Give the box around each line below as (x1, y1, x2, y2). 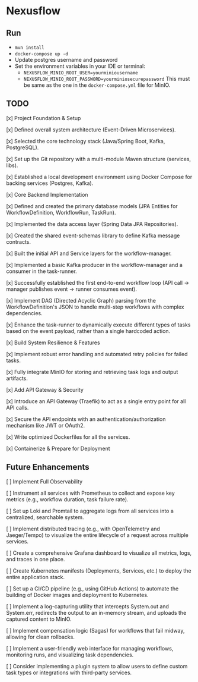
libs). (6, 162, 18, 169)
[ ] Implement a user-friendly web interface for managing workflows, (6, 645, 174, 652)
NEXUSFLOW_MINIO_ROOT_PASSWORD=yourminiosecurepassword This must (23, 76, 190, 82)
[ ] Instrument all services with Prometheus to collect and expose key (6, 489, 175, 496)
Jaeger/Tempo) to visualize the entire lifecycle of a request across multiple (6, 531, 189, 539)
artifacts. (6, 375, 28, 382)
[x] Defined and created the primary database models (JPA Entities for (6, 202, 178, 209)
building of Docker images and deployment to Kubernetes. (6, 591, 149, 598)
